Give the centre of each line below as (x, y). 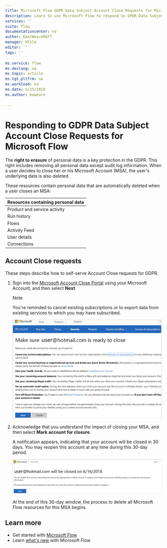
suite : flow (17, 26)
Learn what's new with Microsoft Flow (51, 540)
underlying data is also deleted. (37, 176)
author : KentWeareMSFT (29, 37)
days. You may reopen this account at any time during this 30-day (80, 447)
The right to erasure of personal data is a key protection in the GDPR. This (81, 160)
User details (20, 237)
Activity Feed (21, 230)
